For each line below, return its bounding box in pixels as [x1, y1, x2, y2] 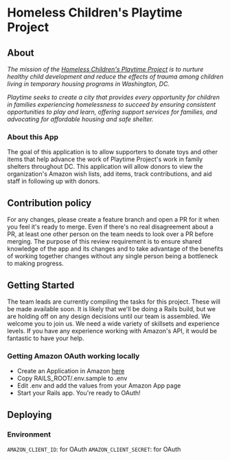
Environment [7, 429, 51, 439]
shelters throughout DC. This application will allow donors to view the [7, 163, 204, 171]
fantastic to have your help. [7, 334, 84, 342]
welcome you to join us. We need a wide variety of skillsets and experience [7, 319, 220, 328]
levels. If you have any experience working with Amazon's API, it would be [7, 326, 218, 335]
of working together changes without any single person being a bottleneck [7, 252, 218, 260]
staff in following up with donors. [7, 177, 100, 185]
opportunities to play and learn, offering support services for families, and [7, 108, 218, 116]
